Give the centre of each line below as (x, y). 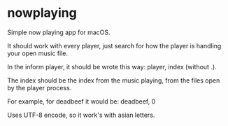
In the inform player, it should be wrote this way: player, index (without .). (112, 66)
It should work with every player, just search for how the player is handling (114, 45)
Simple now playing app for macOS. (59, 32)
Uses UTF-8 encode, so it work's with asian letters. (81, 115)
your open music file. (38, 53)
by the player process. (40, 87)
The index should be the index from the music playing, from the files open (114, 80)
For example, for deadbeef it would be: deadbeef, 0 (81, 101)
